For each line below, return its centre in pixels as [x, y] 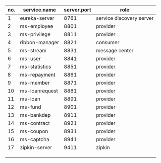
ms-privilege [35, 34]
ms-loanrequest [39, 91]
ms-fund [30, 107]
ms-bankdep [35, 115]
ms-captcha [35, 139]
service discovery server [125, 18]
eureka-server [37, 18]
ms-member [35, 83]
